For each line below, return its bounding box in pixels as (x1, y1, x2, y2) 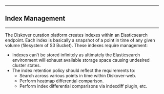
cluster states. (12, 62, 41, 68)
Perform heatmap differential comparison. (19, 78, 104, 84)
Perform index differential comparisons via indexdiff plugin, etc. (19, 83, 147, 89)
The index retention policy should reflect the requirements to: (12, 67, 136, 73)
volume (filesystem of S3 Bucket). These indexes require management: (5, 42, 148, 48)
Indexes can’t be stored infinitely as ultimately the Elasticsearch (12, 52, 140, 58)
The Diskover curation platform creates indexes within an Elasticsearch (5, 32, 148, 38)
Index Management (5, 14, 65, 23)
